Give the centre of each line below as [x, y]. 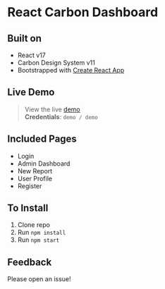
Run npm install [42, 233]
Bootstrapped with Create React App [71, 70]
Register [30, 186]
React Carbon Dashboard [83, 12]
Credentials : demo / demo [61, 116]
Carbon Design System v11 [56, 63]
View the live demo [52, 109]
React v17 [31, 55]
